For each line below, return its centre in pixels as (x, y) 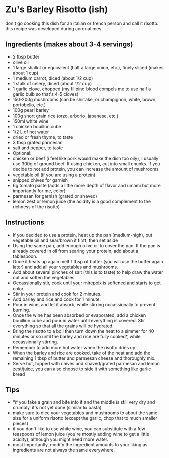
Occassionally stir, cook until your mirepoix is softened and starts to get (87, 283)
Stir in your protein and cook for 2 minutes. (57, 294)
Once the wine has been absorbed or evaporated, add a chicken (79, 315)
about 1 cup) (25, 73)
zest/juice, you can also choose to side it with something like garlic (82, 369)
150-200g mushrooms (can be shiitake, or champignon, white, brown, (84, 99)
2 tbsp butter (26, 56)
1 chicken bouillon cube (37, 126)
